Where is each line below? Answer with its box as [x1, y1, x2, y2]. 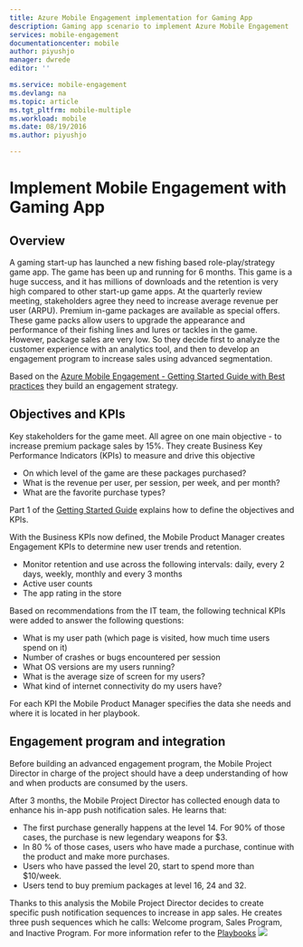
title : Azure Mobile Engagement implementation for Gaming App [9, 13, 253, 23]
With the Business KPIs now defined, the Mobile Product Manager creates [9, 531, 285, 542]
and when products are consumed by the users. [9, 777, 188, 788]
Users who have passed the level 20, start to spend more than [22, 860, 255, 871]
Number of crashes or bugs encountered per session [22, 652, 222, 662]
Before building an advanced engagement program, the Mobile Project [9, 758, 272, 768]
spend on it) [22, 642, 68, 652]
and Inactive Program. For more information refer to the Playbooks [9, 927, 257, 938]
